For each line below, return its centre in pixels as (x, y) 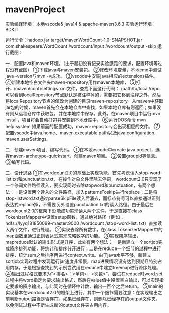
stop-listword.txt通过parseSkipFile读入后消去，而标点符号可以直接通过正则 (83, 198)
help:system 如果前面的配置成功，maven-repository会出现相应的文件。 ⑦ (83, 126)
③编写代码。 (19, 162)
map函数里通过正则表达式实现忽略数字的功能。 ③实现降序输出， (73, 236)
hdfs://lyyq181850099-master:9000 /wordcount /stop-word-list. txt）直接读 (84, 223)
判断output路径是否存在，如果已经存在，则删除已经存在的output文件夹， (85, 299)
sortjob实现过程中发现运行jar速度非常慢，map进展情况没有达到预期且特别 (81, 261)
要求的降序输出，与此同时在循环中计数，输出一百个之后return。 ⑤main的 (86, 286)
